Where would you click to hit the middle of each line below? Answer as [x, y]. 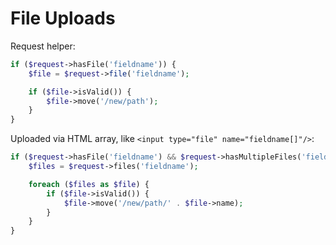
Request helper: [43, 46]
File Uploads [63, 18]
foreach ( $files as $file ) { [89, 184]
